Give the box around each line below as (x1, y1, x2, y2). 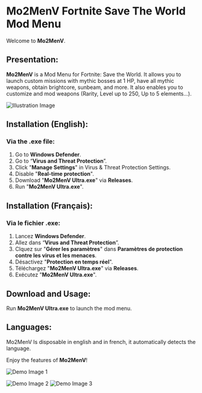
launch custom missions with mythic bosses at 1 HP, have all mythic (6, 77, 175, 84)
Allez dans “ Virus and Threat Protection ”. (14, 239, 119, 246)
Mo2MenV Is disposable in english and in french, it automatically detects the (6, 338, 196, 345)
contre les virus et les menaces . (14, 252, 97, 259)
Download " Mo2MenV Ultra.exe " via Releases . (14, 177, 133, 184)
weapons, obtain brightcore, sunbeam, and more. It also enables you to (6, 83, 183, 91)
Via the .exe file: (6, 137, 55, 146)
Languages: (6, 322, 52, 333)
